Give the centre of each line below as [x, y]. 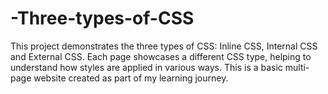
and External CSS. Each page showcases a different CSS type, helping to [161, 56]
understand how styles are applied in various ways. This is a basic [146, 67]
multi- [297, 67]
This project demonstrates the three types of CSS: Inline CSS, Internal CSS [164, 46]
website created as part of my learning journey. [131, 78]
